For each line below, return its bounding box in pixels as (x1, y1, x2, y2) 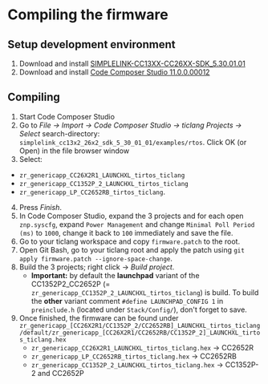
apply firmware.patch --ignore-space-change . (18, 253, 173, 263)
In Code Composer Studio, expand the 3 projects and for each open (18, 211, 244, 220)
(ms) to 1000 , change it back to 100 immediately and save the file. (18, 228, 233, 237)
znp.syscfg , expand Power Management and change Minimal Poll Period (18, 219, 255, 229)
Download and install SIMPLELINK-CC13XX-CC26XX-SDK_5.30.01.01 (18, 59, 246, 68)
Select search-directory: (18, 128, 100, 138)
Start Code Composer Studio (18, 111, 116, 121)
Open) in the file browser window (18, 146, 130, 156)
